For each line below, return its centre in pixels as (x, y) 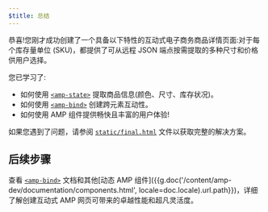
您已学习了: (27, 77)
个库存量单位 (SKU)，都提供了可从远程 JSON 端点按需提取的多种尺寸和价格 (134, 50)
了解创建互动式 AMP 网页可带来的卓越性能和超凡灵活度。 (103, 200)
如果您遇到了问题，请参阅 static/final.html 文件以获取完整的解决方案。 (130, 131)
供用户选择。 (29, 60)
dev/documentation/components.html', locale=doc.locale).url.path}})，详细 (133, 190)
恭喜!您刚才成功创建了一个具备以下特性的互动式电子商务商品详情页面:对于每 (134, 39)
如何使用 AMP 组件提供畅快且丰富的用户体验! (94, 114)
